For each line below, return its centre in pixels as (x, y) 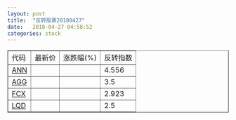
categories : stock (34, 33)
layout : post (26, 14)
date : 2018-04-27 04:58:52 (50, 27)
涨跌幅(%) (80, 58)
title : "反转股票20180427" (46, 20)
